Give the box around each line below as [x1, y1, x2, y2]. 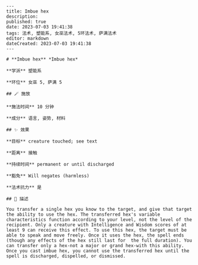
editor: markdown [6, 36, 49, 42]
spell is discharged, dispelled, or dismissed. [6, 253, 126, 259]
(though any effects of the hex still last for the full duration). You [6, 238, 193, 244]
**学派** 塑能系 [6, 68, 42, 74]
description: [6, 14, 39, 20]
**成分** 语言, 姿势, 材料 [6, 115, 66, 121]
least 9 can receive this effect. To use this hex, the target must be [6, 227, 187, 233]
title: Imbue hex [6, 8, 49, 14]
